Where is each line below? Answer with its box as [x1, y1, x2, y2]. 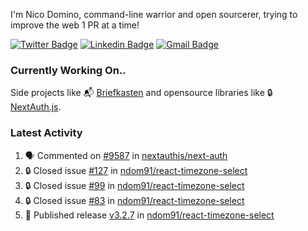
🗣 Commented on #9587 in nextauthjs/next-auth [24, 149, 228, 161]
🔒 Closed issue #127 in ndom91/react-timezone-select [24, 164, 248, 176]
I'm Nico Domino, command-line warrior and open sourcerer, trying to [10, 9, 298, 20]
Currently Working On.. [10, 63, 127, 77]
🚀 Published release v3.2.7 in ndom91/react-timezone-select [24, 209, 275, 221]
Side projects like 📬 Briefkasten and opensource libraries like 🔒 [10, 87, 273, 99]
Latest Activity [10, 126, 83, 140]
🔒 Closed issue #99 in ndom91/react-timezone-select [24, 179, 245, 191]
